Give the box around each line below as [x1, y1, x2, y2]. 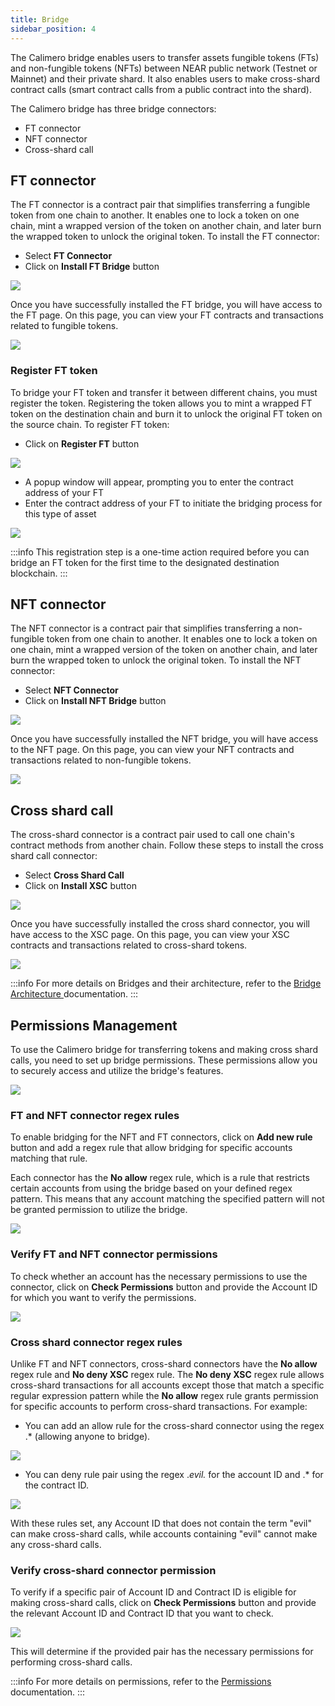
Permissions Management [10, 1017, 178, 1034]
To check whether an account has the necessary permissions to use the [10, 1270, 308, 1282]
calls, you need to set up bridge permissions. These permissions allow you [10, 1054, 318, 1066]
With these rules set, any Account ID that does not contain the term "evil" [10, 1517, 312, 1529]
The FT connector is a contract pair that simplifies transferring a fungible [10, 199, 311, 211]
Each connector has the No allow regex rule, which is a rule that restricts [10, 1172, 310, 1184]
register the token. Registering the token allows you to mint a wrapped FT [10, 397, 313, 409]
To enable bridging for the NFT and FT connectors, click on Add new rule [10, 1131, 313, 1143]
